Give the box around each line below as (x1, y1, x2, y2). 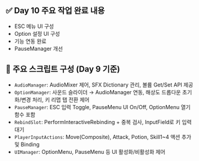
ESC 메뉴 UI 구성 (14, 23, 54, 30)
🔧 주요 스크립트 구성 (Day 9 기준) (5, 64, 120, 75)
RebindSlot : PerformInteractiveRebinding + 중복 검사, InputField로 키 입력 (14, 118, 192, 125)
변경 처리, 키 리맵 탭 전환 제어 (21, 96, 90, 103)
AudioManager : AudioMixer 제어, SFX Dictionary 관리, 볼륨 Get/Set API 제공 (14, 81, 194, 88)
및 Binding (14, 141, 40, 148)
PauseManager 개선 (14, 45, 63, 52)
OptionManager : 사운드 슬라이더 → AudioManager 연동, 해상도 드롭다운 (14, 88, 181, 95)
